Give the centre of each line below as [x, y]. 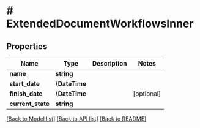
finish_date [26, 94]
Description [109, 63]
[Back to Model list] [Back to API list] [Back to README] [76, 119]
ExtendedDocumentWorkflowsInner [100, 24]
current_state [30, 104]
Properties [27, 46]
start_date [25, 84]
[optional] [147, 94]
